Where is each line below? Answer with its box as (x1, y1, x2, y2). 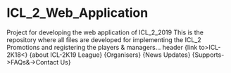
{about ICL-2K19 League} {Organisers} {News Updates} (29, 51, 191, 59)
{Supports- (192, 51, 225, 59)
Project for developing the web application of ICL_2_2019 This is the (6, 28, 204, 36)
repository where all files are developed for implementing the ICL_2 (6, 35, 201, 44)
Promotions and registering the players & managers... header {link (6, 43, 198, 51)
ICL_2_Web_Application (6, 5, 149, 21)
